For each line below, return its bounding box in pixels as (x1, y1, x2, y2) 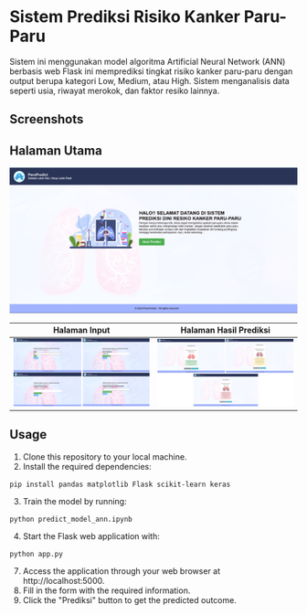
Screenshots (9, 111, 84, 127)
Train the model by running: (22, 495, 127, 506)
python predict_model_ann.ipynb (9, 514, 132, 524)
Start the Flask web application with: (22, 530, 160, 541)
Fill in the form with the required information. (22, 585, 191, 596)
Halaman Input (53, 324, 111, 335)
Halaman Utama (9, 143, 102, 158)
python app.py (9, 549, 64, 558)
